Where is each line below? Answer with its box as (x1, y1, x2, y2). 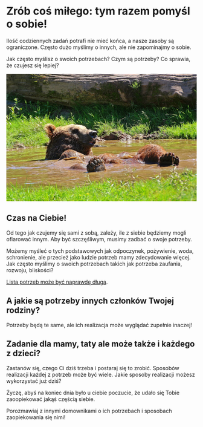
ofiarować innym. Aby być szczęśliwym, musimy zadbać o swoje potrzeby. (6, 235, 192, 243)
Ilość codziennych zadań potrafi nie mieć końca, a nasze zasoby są (6, 37, 174, 44)
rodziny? (6, 305, 40, 316)
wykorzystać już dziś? (6, 377, 62, 385)
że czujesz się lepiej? (6, 62, 59, 69)
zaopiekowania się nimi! (6, 413, 66, 421)
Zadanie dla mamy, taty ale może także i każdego (6, 339, 195, 349)
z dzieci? (6, 348, 41, 359)
